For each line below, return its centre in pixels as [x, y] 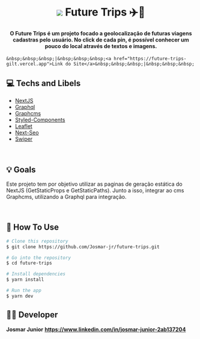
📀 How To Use [32, 228]
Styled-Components [40, 120]
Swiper [24, 139]
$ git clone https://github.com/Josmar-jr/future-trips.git [83, 247]
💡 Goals [21, 169]
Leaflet [24, 126]
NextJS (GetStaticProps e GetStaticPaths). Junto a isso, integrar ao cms [95, 191]
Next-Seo [27, 133]
